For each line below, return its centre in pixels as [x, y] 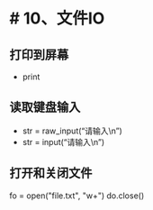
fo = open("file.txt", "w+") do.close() [77, 196]
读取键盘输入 [45, 108]
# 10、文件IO [57, 18]
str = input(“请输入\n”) [63, 142]
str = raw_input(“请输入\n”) [72, 131]
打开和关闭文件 [51, 173]
